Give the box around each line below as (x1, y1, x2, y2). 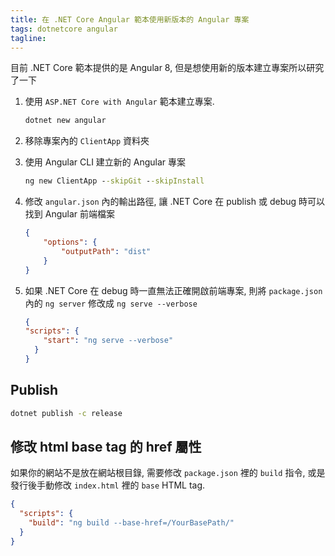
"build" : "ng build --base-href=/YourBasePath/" (28, 518, 235, 528)
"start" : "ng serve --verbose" (43, 336, 174, 346)
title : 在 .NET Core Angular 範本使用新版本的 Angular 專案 (10, 14, 250, 25)
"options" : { (43, 237, 98, 247)
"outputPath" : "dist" (61, 246, 152, 256)
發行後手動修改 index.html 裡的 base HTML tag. (10, 479, 206, 491)
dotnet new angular (24, 116, 107, 126)
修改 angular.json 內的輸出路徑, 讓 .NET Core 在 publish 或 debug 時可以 (24, 196, 326, 208)
